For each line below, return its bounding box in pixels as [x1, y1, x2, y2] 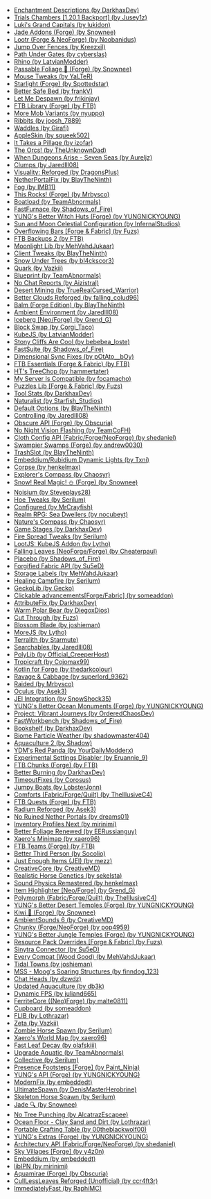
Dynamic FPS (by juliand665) [13, 989, 97, 998]
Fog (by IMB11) [13, 183, 56, 191]
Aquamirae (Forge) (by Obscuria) [13, 1169, 109, 1177]
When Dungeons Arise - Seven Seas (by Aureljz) [13, 153, 153, 162]
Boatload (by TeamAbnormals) [13, 198, 102, 205]
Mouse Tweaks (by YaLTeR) [13, 72, 93, 80]
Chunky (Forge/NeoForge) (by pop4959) [13, 923, 130, 931]
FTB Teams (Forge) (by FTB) [13, 842, 95, 850]
